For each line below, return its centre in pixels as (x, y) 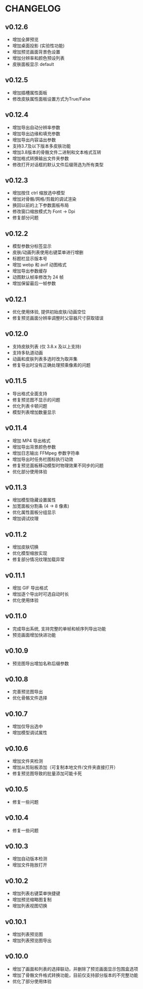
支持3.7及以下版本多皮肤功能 (41, 146)
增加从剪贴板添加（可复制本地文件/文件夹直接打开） (65, 767)
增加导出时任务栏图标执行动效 (43, 459)
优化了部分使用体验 (32, 981)
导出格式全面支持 (30, 393)
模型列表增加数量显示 (34, 412)
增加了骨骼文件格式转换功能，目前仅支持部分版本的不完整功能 (75, 975)
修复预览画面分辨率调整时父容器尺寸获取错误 (58, 318)
